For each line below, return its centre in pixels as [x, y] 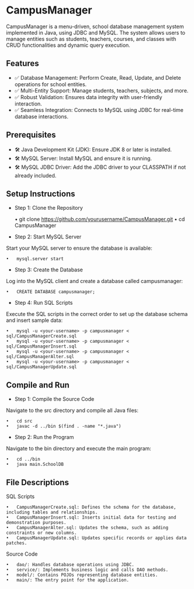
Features [22, 64]
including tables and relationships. [52, 512]
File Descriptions [37, 482]
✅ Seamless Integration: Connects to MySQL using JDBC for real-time [99, 110]
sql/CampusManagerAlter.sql [40, 357]
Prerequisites [31, 135]
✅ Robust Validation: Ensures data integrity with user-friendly [88, 97]
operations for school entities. [51, 84]
